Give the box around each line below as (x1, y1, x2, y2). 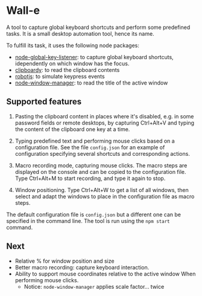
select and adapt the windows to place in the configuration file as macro (14, 193, 195, 200)
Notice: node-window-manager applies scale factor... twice (24, 283, 165, 290)
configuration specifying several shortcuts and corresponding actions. (14, 150, 190, 157)
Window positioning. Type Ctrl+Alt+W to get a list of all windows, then (14, 186, 189, 193)
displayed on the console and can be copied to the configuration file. (14, 168, 186, 175)
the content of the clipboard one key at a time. (14, 125, 130, 133)
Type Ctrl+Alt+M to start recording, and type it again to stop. (14, 175, 166, 182)
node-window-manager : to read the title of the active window (14, 79, 168, 86)
